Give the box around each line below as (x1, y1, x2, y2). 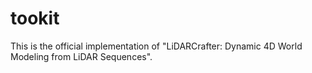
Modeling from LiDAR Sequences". (10, 50, 153, 62)
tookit (10, 7, 60, 30)
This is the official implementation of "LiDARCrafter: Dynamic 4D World (10, 40, 303, 52)
